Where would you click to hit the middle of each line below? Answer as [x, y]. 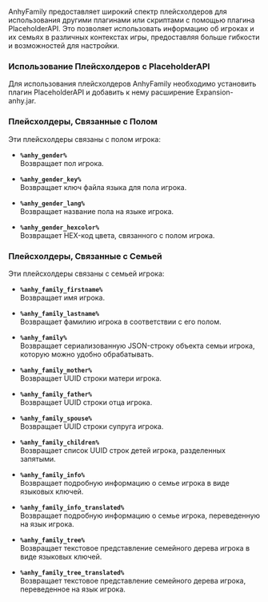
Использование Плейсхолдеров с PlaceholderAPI [109, 66]
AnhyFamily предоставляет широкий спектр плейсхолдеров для [118, 12]
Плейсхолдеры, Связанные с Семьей [85, 256]
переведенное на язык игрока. [73, 589]
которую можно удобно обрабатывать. [87, 354]
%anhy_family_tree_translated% [72, 572]
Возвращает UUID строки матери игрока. [91, 378]
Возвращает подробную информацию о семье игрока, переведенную [140, 515]
